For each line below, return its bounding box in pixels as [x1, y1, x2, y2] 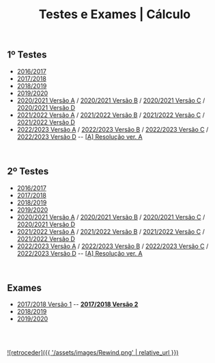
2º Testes [7, 165, 49, 177]
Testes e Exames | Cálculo [38, 7, 191, 23]
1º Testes [7, 49, 47, 61]
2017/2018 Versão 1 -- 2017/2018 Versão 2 [16, 300, 139, 308]
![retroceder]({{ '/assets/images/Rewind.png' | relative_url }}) [7, 349, 179, 357]
